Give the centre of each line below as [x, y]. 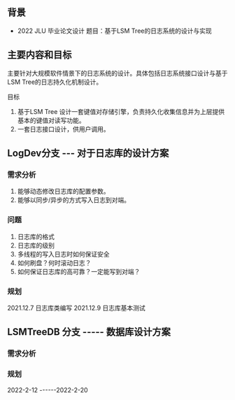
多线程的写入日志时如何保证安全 [63, 254]
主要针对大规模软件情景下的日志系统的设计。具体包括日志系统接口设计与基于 [117, 73]
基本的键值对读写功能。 [51, 120]
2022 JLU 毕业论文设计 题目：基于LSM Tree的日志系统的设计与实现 [114, 31]
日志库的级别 [36, 245]
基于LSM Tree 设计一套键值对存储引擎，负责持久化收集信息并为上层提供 [121, 111]
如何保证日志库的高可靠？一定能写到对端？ [79, 271]
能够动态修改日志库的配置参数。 [63, 192]
